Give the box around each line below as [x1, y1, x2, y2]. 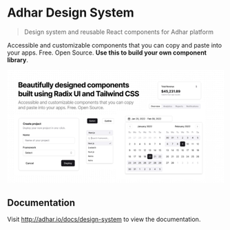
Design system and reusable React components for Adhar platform [23, 28, 214, 36]
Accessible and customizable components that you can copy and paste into [7, 41, 222, 49]
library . [7, 55, 29, 64]
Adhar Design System [7, 5, 134, 21]
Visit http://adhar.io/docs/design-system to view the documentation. [7, 215, 201, 224]
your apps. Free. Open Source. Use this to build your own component [7, 48, 207, 57]
